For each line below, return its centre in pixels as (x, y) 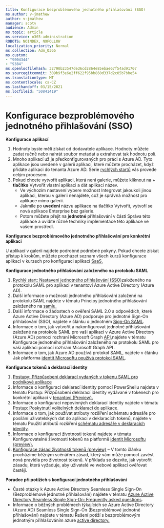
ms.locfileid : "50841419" (32, 91)
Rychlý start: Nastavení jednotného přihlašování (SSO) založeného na (82, 280)
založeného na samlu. (34, 306)
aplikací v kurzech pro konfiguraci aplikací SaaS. (54, 261)
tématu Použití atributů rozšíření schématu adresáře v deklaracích (79, 423)
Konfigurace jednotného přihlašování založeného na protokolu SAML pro (86, 342)
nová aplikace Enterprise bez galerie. (57, 211)
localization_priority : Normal (37, 46)
